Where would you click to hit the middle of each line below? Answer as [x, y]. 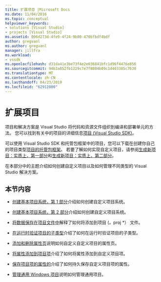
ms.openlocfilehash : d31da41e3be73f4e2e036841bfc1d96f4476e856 [71, 64]
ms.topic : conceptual [27, 19]
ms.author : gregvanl [26, 46]
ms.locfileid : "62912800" [31, 87]
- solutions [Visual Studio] [35, 28]
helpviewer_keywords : [27, 23]
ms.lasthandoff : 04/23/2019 [34, 82]
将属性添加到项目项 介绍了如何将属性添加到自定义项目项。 [70, 254]
